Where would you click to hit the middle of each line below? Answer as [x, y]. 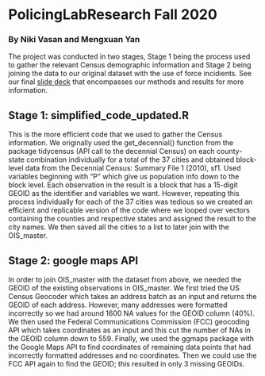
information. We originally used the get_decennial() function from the [121, 143]
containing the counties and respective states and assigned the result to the [132, 219]
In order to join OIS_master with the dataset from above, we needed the [125, 280]
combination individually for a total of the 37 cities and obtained [131, 159]
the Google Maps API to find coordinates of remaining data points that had [130, 347]
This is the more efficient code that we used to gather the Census [115, 134]
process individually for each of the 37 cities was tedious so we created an [131, 202]
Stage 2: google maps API [73, 261]
